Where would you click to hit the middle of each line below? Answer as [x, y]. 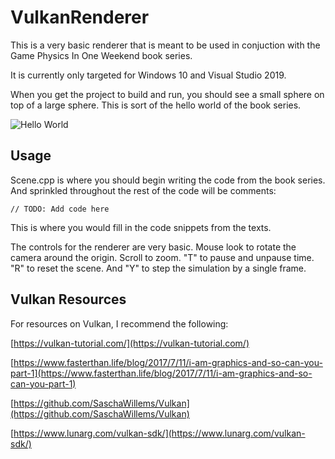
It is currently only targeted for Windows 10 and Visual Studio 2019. [148, 75]
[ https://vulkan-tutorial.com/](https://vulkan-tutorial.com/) [130, 343]
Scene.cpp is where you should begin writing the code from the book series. [168, 180]
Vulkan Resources [68, 299]
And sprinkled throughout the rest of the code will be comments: [143, 190]
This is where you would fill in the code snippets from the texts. [141, 227]
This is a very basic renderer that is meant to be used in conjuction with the [165, 45]
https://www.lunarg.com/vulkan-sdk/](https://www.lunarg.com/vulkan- [159, 433]
